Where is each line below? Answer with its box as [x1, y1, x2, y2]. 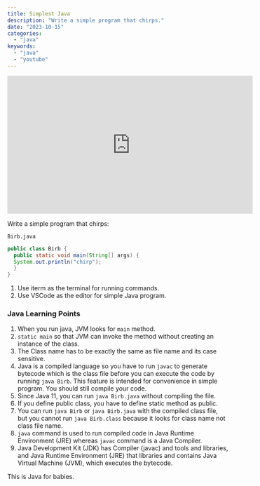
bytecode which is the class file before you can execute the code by [17, 370, 215, 378]
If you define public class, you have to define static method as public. [17, 399, 219, 407]
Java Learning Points [7, 309, 81, 319]
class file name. [17, 421, 63, 430]
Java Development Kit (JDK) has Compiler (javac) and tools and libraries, [17, 444, 228, 452]
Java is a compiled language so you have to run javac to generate [17, 362, 208, 370]
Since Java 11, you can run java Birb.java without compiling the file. [17, 392, 216, 400]
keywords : [7, 43, 36, 50]
